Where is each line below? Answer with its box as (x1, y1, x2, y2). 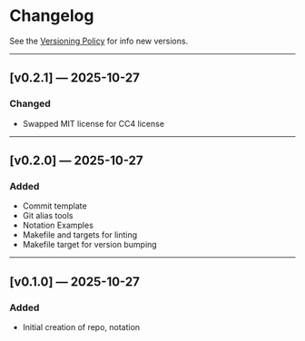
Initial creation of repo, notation (22, 322, 141, 332)
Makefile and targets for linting (22, 229, 138, 240)
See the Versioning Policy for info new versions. (9, 35, 189, 46)
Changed (9, 97, 52, 110)
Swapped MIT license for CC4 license (22, 118, 165, 129)
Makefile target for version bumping (22, 239, 157, 250)
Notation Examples (22, 219, 93, 231)
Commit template (22, 200, 88, 211)
